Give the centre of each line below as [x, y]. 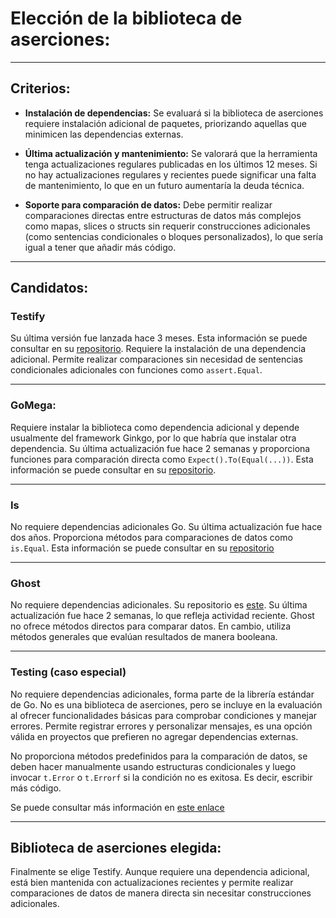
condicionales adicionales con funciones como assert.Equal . [136, 370]
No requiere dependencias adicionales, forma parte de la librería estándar [162, 694]
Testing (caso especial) [68, 672]
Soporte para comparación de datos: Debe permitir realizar [148, 204]
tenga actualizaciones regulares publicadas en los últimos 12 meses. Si [171, 164]
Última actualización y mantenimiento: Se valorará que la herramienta [171, 153]
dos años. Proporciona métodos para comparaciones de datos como [151, 538]
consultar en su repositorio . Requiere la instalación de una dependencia [158, 349]
